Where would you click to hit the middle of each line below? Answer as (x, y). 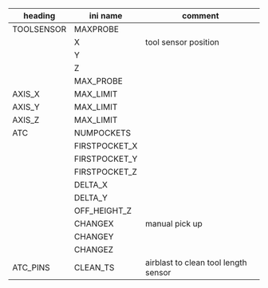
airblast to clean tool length (196, 262)
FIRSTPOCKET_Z (106, 172)
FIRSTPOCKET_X (106, 146)
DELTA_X (91, 185)
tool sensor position (182, 42)
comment (201, 16)
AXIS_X (26, 94)
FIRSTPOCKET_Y (106, 159)
